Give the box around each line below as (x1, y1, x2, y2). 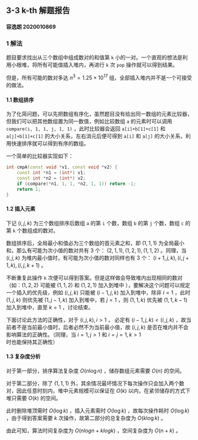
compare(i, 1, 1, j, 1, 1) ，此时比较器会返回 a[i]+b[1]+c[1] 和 (6, 125, 166, 132)
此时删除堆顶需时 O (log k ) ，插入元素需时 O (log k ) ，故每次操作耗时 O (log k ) (6, 407, 190, 414)
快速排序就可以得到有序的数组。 (11, 140, 89, 147)
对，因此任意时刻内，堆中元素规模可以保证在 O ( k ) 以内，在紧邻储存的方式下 (6, 387, 191, 394)
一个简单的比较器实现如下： (6, 152, 74, 159)
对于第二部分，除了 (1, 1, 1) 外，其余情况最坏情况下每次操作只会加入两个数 (6, 380, 184, 387)
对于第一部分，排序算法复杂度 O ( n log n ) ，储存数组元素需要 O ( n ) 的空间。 (6, 367, 185, 374)
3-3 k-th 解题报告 (6, 5, 70, 16)
